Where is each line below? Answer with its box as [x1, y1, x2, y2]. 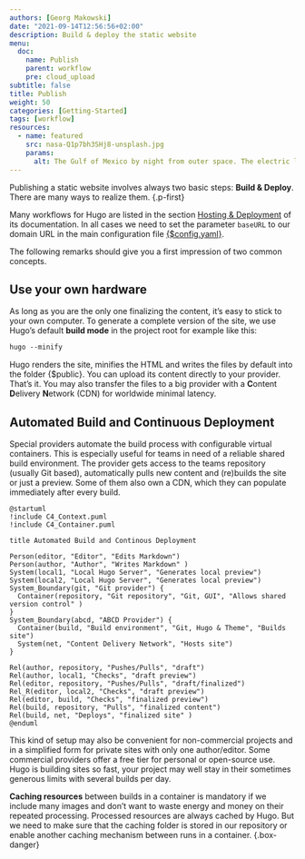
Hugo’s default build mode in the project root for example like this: [9, 325, 257, 336]
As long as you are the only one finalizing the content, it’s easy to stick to [9, 306, 282, 317]
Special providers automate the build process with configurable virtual [9, 439, 272, 449]
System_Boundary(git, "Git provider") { [9, 584, 165, 593]
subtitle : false [9, 81, 71, 90]
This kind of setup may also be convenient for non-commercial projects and [9, 735, 293, 745]
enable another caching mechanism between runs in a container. [9, 830, 252, 840]
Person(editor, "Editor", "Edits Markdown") [9, 552, 181, 561]
